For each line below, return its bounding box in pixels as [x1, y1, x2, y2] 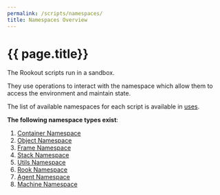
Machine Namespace [16, 180, 78, 189]
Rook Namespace [16, 165, 67, 174]
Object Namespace [16, 137, 72, 145]
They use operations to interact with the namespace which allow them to [7, 82, 213, 90]
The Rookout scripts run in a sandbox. [7, 69, 115, 77]
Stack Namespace [16, 151, 69, 159]
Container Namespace [16, 129, 81, 137]
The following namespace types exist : [7, 116, 119, 124]
